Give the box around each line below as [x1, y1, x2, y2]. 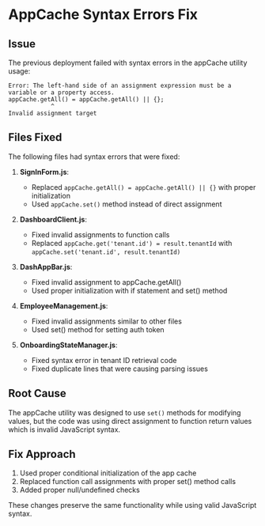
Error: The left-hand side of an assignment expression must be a [8, 81, 232, 89]
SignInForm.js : [19, 167, 70, 176]
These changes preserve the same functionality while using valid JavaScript [8, 501, 257, 510]
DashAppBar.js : [19, 262, 73, 271]
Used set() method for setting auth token [31, 324, 165, 334]
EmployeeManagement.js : [19, 301, 108, 310]
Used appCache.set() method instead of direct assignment [31, 199, 222, 209]
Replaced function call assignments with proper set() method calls [19, 477, 236, 486]
